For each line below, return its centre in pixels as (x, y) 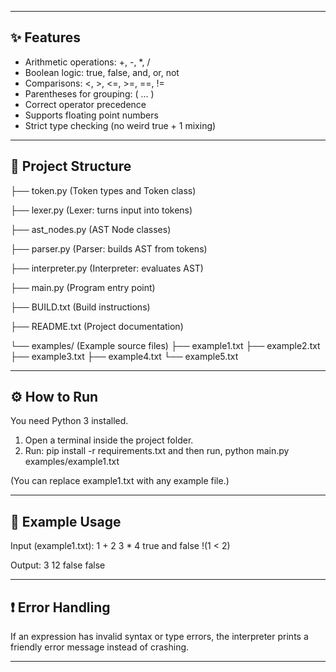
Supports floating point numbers (91, 115)
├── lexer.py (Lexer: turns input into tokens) (101, 210)
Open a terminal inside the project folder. (109, 440)
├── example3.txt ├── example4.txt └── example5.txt (124, 356)
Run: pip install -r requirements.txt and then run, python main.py (157, 451)
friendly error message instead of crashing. (100, 647)
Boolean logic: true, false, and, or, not (102, 72)
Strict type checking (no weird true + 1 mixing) (120, 125)
